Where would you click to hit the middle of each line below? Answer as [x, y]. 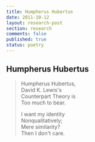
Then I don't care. [43, 133]
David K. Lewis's [41, 89]
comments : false [26, 34]
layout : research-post [34, 23]
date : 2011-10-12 [28, 17]
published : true [26, 39]
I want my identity [43, 114]
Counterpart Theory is [48, 96]
